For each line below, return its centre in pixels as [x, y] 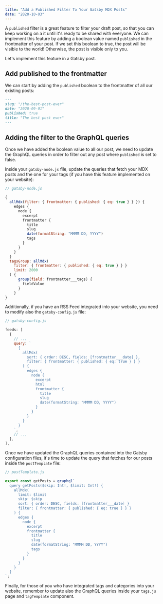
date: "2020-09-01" [25, 109]
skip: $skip [30, 499]
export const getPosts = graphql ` [40, 481]
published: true [21, 113]
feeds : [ [14, 330]
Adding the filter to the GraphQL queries [67, 137]
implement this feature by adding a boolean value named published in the [79, 38]
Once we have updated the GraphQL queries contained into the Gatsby [76, 453]
